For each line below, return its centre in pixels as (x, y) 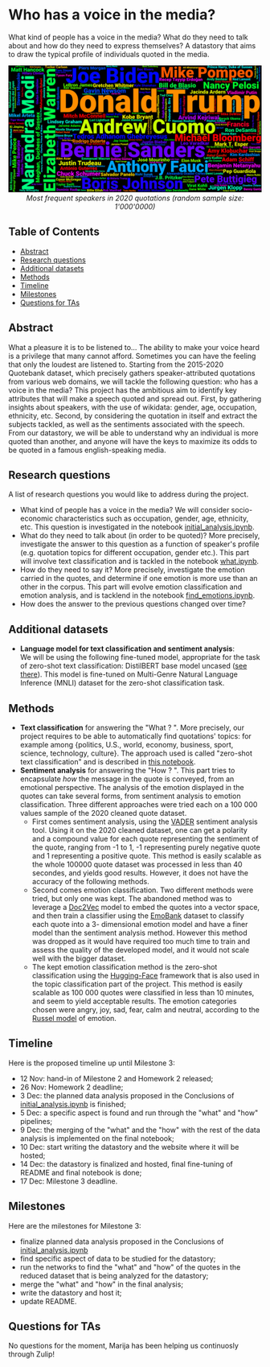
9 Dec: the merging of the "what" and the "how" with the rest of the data (140, 1130)
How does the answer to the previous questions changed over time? (133, 604)
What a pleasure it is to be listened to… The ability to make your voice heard (134, 347)
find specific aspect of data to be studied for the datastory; (118, 1258)
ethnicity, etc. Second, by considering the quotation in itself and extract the (133, 415)
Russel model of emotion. (74, 1018)
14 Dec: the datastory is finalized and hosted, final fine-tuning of (126, 1163)
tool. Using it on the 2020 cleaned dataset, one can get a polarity (139, 830)
